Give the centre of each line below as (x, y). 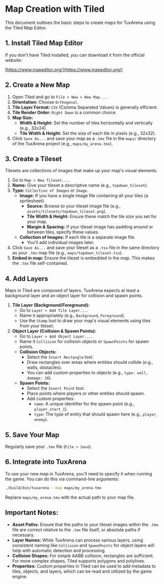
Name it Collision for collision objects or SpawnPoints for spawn (84, 341)
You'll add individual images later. (60, 243)
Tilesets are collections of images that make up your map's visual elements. (82, 171)
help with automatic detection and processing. (59, 550)
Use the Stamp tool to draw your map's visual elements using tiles (85, 321)
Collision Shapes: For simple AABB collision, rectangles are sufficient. (83, 556)
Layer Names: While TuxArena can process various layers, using (78, 540)
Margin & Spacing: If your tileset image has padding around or (90, 227)
